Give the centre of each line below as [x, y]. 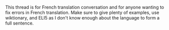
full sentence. [20, 23]
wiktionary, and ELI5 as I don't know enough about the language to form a [82, 18]
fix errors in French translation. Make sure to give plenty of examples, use [82, 12]
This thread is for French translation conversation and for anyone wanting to [85, 7]
